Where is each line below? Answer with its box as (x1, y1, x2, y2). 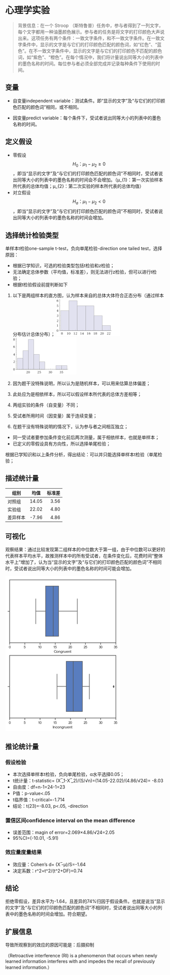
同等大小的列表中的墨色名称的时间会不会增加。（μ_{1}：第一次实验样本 (17, 177, 163, 183)
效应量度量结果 (5, 849, 42, 856)
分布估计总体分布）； (12, 331, 55, 337)
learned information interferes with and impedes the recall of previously (5, 958, 155, 964)
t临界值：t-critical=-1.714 (12, 797, 65, 803)
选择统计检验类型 (5, 231, 59, 239)
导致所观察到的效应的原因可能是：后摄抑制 (5, 942, 94, 948)
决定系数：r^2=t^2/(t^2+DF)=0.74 (12, 867, 83, 874)
